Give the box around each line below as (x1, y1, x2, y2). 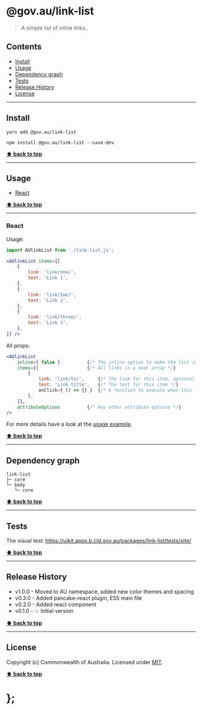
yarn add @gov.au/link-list (6, 129, 77, 135)
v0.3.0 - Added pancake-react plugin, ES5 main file (14, 594, 142, 601)
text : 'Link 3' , (28, 320, 69, 326)
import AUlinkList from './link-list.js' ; (6, 247, 114, 253)
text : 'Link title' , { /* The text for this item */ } (38, 382, 179, 388)
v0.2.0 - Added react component (14, 601, 97, 608)
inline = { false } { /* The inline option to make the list (17, 359, 189, 365)
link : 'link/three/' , (28, 314, 82, 321)
